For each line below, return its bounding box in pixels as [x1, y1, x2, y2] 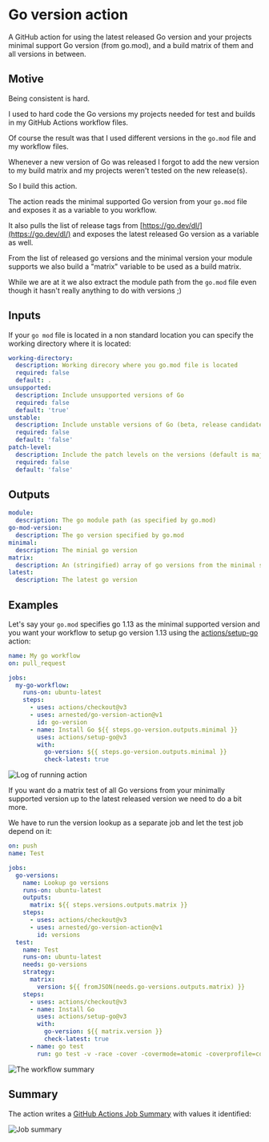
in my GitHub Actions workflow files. [8, 118, 129, 127]
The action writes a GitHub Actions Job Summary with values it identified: [8, 1108, 251, 1118]
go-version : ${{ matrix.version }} [43, 1028, 163, 1036]
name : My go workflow [8, 651, 81, 659]
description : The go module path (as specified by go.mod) [15, 516, 217, 525]
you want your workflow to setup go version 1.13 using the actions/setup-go [8, 627, 259, 637]
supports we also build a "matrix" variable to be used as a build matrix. [8, 262, 242, 271]
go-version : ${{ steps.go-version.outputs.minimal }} [43, 748, 227, 756]
